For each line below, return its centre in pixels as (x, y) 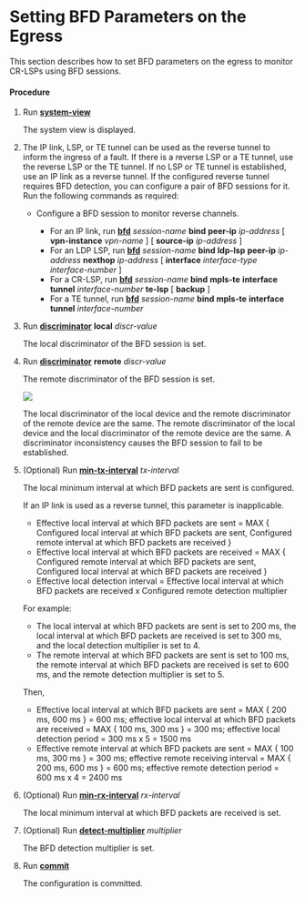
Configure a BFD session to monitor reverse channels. (137, 214)
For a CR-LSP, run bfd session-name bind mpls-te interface (163, 280)
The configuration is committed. (82, 883)
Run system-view (56, 112)
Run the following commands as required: (101, 196)
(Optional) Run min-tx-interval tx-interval (101, 470)
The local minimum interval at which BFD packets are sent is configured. (158, 488)
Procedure (30, 92)
